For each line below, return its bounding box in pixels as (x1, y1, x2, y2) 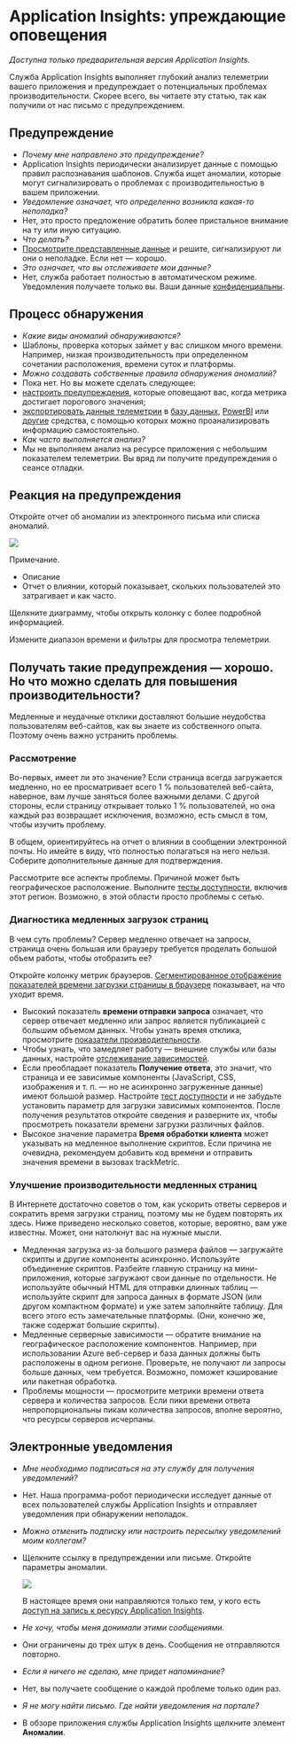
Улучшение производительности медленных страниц (9, 1178, 257, 1191)
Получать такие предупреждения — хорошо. (9, 660, 274, 675)
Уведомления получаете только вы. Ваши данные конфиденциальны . (21, 281, 285, 292)
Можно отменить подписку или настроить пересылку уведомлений (21, 1525, 281, 1536)
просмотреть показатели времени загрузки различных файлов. (21, 1119, 264, 1130)
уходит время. (9, 989, 65, 999)
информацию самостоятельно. (21, 424, 140, 435)
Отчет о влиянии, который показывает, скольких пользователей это (21, 581, 281, 591)
